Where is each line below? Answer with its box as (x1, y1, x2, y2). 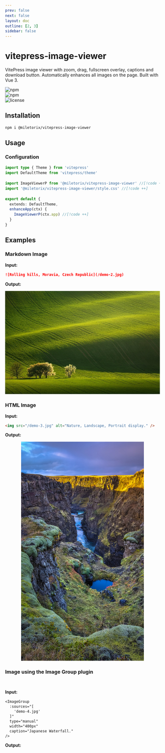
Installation (5, 111, 40, 120)
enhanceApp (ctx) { (9, 207, 48, 212)
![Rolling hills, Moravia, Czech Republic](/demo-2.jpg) (5, 272, 124, 277)
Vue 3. (5, 77, 19, 83)
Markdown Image (5, 251, 48, 258)
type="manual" (9, 719, 38, 723)
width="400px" (9, 723, 38, 728)
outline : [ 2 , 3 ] (5, 24, 38, 29)
